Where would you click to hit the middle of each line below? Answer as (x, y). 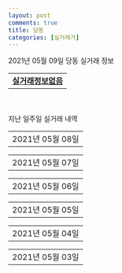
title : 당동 (26, 30)
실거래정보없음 (38, 81)
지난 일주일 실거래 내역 (43, 119)
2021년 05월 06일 (46, 186)
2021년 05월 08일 (46, 139)
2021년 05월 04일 (46, 234)
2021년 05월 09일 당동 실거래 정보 (61, 61)
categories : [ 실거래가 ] (44, 37)
